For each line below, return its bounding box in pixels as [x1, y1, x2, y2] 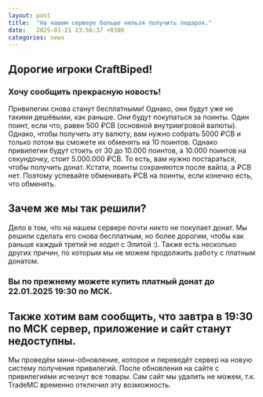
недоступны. [8, 335, 76, 348]
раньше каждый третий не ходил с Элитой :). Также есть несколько [8, 239, 237, 248]
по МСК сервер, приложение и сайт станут [8, 322, 232, 336]
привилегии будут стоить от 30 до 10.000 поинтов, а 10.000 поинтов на [8, 145, 247, 155]
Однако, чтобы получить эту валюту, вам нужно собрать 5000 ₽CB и [8, 129, 241, 138]
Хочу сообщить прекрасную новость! [8, 86, 162, 97]
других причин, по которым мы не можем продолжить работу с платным [8, 248, 256, 257]
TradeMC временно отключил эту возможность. [8, 380, 171, 390]
